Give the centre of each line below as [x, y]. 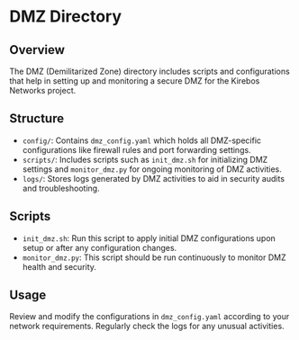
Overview [37, 50]
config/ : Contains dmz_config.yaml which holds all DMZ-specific [142, 140]
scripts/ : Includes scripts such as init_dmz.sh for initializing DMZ [145, 159]
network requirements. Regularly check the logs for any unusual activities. [147, 327]
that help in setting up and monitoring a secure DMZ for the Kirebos [135, 81]
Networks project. [43, 90]
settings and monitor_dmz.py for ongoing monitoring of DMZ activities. [152, 169]
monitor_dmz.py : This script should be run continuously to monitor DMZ [154, 257]
